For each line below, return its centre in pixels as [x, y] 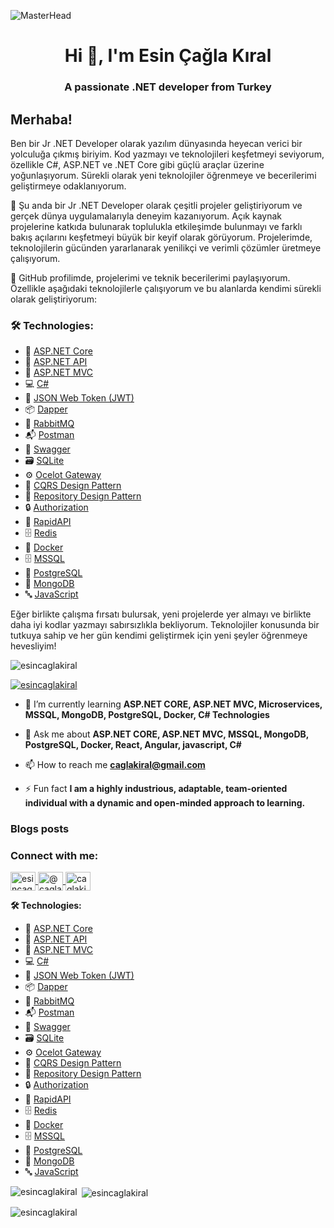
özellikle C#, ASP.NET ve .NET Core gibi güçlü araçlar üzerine [137, 164]
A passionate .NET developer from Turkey [168, 87]
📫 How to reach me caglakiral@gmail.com [115, 765]
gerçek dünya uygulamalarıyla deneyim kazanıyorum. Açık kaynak [146, 216]
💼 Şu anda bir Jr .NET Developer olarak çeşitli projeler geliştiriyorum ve [156, 205]
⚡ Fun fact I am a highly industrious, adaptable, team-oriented [156, 789]
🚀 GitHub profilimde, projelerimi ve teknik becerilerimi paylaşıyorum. [150, 277]
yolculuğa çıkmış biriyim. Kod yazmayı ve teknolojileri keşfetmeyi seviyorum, [167, 154]
